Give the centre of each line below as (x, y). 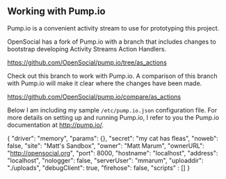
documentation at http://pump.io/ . (56, 125)
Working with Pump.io (56, 11)
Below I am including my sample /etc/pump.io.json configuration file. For (112, 110)
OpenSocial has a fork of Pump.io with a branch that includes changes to (112, 42)
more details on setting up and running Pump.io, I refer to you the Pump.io (113, 117)
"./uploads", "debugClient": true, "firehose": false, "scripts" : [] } (98, 168)
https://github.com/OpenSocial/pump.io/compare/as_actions (94, 96)
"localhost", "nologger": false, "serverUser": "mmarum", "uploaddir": (105, 160)
